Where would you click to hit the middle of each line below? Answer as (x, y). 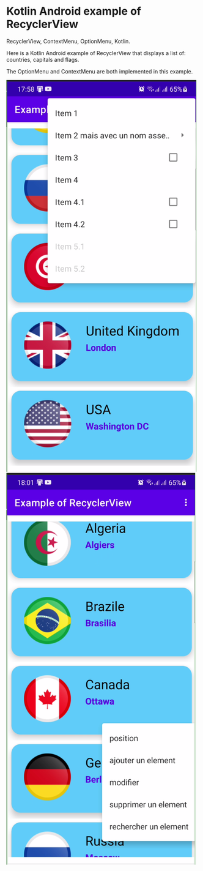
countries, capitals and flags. (43, 59)
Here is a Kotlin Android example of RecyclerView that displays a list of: (96, 53)
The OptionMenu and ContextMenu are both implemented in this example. (100, 71)
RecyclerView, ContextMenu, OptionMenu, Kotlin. (68, 41)
